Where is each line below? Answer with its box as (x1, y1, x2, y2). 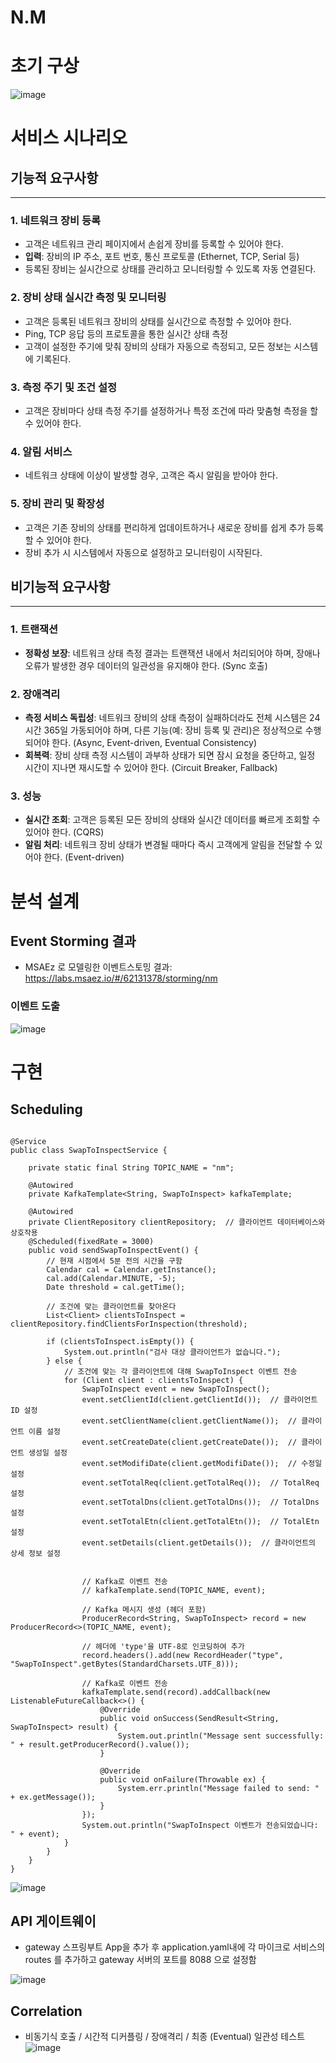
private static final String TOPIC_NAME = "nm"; (28, 1162, 235, 1173)
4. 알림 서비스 (10, 444, 73, 458)
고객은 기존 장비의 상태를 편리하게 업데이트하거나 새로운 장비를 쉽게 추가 (24, 521, 306, 533)
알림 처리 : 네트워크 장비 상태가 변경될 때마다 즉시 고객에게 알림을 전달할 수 (24, 839, 313, 851)
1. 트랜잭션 (10, 622, 59, 636)
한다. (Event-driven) (43, 851, 125, 863)
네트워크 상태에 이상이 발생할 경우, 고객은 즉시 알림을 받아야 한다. (24, 469, 278, 481)
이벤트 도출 (10, 999, 61, 1013)
